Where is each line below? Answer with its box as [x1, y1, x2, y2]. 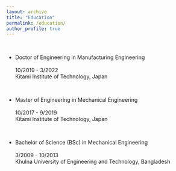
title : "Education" [6, 14, 55, 20]
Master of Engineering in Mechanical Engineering [14, 96, 138, 104]
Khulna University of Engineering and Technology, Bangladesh [14, 158, 171, 166]
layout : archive [6, 8, 47, 15]
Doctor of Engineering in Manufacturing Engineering [14, 54, 145, 61]
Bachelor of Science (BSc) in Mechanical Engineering [14, 139, 148, 146]
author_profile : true [6, 25, 61, 32]
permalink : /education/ [6, 20, 66, 26]
